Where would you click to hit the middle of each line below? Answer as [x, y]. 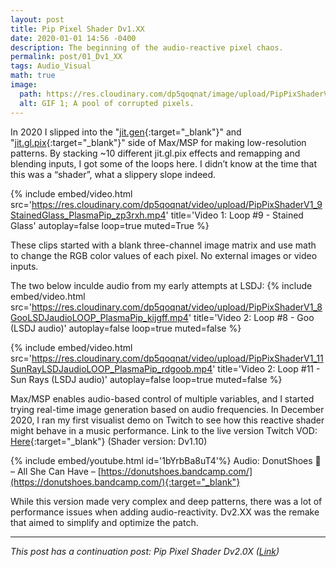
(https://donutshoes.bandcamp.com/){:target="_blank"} [125, 482]
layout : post [37, 19]
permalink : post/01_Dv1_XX [66, 57]
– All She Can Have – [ [56, 471]
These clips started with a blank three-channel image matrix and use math [163, 245]
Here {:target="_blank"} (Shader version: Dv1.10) [109, 441]
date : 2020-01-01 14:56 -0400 [73, 38]
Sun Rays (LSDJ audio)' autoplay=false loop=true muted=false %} [146, 379]
